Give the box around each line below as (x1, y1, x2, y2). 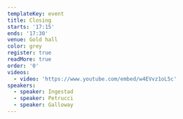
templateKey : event (7, 10, 65, 17)
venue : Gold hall (7, 36, 58, 43)
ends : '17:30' (7, 29, 49, 37)
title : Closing (7, 17, 52, 24)
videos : (7, 69, 30, 76)
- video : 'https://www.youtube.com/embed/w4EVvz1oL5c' (13, 75, 177, 83)
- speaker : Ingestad (13, 88, 74, 95)
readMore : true (7, 56, 52, 63)
